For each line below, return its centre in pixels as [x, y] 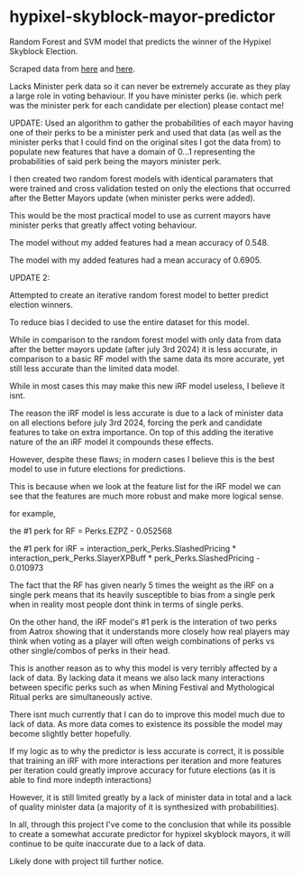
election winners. [41, 304]
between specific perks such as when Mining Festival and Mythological [142, 687]
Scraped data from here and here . [72, 69]
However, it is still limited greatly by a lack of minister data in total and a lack [151, 797]
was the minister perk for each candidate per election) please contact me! [147, 105]
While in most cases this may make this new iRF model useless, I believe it [147, 386]
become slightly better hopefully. [71, 733]
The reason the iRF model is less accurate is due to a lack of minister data [146, 413]
